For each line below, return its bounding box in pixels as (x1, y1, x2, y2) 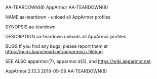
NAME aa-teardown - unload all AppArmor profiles (5, 14, 111, 20)
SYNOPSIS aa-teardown (5, 24, 56, 30)
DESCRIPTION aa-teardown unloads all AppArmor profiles (5, 34, 127, 39)
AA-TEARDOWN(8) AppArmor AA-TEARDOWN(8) (5, 5, 108, 10)
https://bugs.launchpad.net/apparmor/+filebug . (5, 49, 104, 54)
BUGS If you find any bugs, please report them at (5, 43, 108, 49)
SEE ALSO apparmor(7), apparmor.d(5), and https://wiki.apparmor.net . (5, 58, 152, 64)
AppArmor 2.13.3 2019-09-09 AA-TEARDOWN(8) (5, 68, 107, 74)
